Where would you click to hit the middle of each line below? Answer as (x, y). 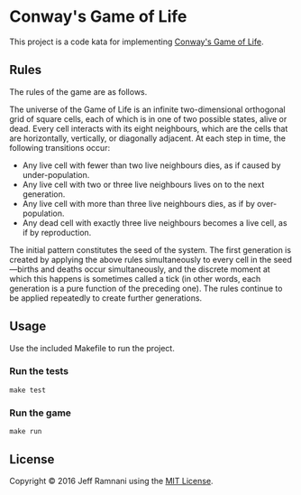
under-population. (56, 174)
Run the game (41, 413)
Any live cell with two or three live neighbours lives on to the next (143, 184)
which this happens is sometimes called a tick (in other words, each (135, 278)
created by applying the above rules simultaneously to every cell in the (141, 259)
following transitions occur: (60, 147)
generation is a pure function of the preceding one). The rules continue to (146, 288)
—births (24, 269)
